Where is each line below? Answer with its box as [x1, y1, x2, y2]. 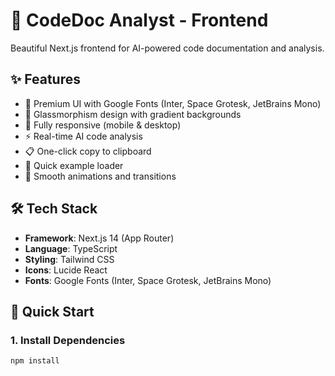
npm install [10, 356, 60, 366]
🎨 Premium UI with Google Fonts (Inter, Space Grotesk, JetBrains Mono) [24, 97, 322, 109]
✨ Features [10, 71, 81, 88]
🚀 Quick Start [10, 303, 95, 320]
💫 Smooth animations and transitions [24, 170, 177, 182]
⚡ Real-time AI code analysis [24, 130, 143, 142]
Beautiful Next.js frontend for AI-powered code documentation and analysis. [10, 42, 325, 54]
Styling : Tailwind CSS [24, 253, 115, 265]
